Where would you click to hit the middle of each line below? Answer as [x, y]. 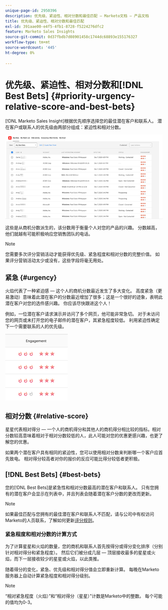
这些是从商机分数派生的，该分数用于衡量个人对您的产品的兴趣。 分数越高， [82, 228]
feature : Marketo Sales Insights [40, 32]
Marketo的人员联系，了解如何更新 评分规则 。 [51, 520]
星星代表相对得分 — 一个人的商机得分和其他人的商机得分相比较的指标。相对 [83, 429]
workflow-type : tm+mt [28, 43]
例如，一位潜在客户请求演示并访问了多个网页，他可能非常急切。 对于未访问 [82, 314]
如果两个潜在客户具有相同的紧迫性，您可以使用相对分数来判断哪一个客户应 [82, 452]
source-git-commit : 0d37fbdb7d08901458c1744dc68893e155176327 [71, 37]
